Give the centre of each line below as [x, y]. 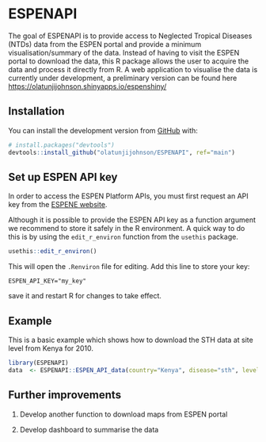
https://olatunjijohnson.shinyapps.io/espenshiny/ [87, 86]
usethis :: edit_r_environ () [53, 252]
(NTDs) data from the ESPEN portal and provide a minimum [105, 44]
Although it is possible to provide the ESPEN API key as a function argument [132, 220]
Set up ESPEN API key [63, 177]
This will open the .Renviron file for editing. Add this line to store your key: [129, 267]
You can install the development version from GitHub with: [103, 130]
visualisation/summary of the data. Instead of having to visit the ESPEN [124, 52]
